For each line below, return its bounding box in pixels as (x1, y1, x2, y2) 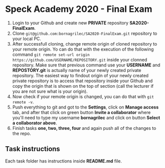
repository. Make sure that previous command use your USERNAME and (12, 62, 161, 68)
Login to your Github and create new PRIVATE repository (12, 20, 129, 26)
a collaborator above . (12, 120, 57, 126)
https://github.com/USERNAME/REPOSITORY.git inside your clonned (12, 56, 148, 62)
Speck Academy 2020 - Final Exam (5, 3, 153, 15)
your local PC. (12, 36, 41, 42)
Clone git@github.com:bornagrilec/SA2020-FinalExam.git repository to (12, 30, 158, 36)
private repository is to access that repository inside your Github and (12, 78, 153, 84)
